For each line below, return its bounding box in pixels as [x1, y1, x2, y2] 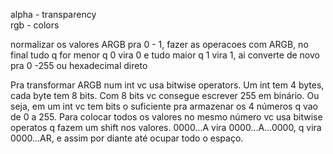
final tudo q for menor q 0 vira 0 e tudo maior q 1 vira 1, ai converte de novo [10, 49, 320, 61]
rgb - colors [10, 19, 60, 31]
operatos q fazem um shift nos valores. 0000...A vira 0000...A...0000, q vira [10, 122, 322, 133]
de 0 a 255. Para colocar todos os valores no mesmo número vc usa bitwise [10, 111, 323, 123]
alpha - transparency [10, 9, 97, 20]
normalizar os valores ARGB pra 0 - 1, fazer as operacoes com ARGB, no [10, 39, 309, 50]
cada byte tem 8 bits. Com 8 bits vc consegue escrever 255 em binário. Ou [10, 90, 320, 101]
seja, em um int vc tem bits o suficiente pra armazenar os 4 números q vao [10, 100, 318, 112]
